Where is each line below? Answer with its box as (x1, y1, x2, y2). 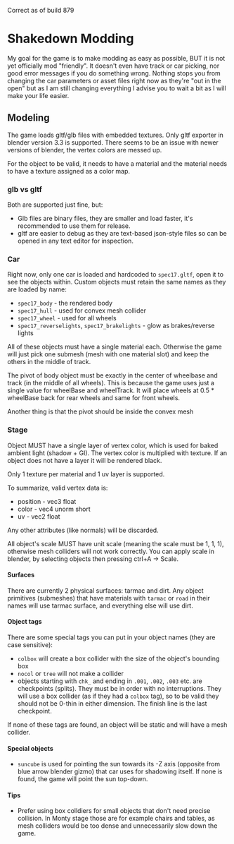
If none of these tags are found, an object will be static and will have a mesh (7, 721, 228, 729)
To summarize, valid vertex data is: (7, 483, 108, 492)
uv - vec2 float (17, 512, 61, 521)
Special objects (7, 744, 54, 752)
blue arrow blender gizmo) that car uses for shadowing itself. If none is (17, 767, 223, 776)
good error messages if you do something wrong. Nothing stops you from (7, 68, 221, 77)
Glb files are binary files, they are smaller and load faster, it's (17, 215, 193, 223)
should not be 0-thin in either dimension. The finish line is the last (17, 699, 207, 708)
